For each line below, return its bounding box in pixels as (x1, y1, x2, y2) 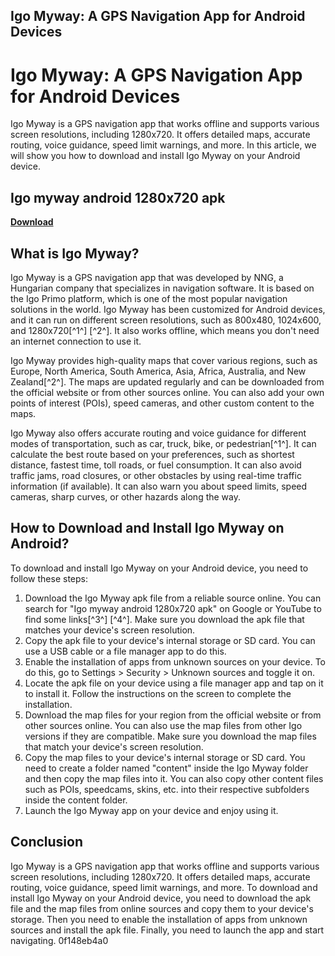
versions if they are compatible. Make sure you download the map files (24, 730, 317, 742)
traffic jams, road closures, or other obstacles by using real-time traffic (10, 469, 302, 481)
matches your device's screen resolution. (24, 624, 196, 636)
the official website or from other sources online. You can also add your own (10, 386, 325, 398)
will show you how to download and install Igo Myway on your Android (10, 150, 301, 162)
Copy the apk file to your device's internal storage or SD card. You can (24, 634, 316, 646)
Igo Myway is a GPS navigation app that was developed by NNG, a (10, 271, 284, 283)
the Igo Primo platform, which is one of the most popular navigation (10, 292, 288, 304)
